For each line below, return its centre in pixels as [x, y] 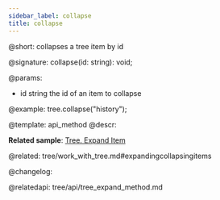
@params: [25, 77]
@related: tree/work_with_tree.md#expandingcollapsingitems [110, 156]
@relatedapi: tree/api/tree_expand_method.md [86, 187]
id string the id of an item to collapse [81, 93]
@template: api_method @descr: [62, 124]
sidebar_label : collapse [50, 16]
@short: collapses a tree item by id [66, 46]
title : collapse [35, 23]
